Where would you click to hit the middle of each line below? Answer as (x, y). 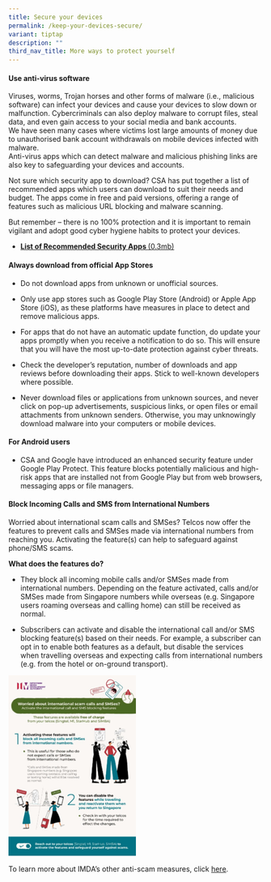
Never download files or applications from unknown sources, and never (139, 398)
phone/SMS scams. (41, 548)
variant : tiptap (36, 34)
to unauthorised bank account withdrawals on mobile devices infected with (133, 139)
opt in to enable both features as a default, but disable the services (132, 646)
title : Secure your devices (56, 17)
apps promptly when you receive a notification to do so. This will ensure (140, 340)
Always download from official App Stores (81, 265)
